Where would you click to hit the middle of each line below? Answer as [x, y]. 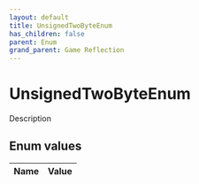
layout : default [39, 17]
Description [30, 119]
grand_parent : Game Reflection [67, 50]
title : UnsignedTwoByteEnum [61, 26]
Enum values [46, 146]
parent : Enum [33, 42]
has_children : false [47, 34]
